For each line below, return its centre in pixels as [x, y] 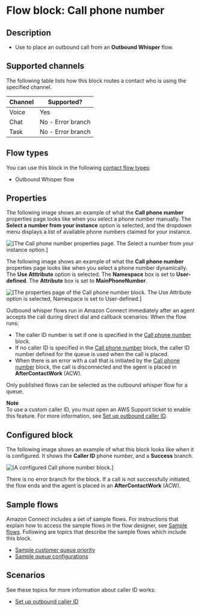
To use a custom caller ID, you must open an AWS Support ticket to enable [98, 410]
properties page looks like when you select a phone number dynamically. [97, 268]
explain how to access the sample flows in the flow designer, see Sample [97, 525]
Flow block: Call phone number [85, 11]
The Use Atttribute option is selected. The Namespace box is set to [91, 274]
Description [29, 33]
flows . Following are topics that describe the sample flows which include [96, 532]
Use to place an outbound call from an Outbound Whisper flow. [94, 47]
